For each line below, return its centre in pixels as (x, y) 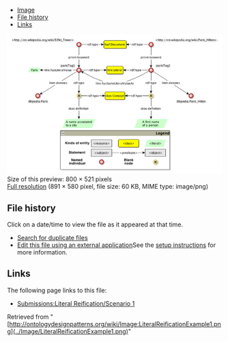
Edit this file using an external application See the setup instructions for (116, 245)
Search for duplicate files (52, 238)
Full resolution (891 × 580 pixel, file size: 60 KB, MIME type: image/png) (108, 187)
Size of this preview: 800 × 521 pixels (60, 179)
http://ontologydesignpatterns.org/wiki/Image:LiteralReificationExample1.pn (115, 324)
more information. (42, 252)
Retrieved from (28, 317)
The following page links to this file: (57, 290)
